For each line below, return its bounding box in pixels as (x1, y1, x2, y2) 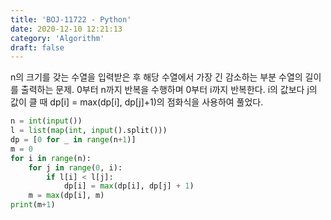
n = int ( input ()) (10, 116, 83, 126)
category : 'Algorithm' (10, 33, 105, 43)
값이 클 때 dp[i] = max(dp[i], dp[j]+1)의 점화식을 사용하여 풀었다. (10, 96, 264, 108)
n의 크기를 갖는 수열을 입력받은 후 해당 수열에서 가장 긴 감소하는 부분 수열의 (10, 71, 303, 83)
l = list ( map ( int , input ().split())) (10, 126, 168, 136)
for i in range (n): (10, 153, 92, 163)
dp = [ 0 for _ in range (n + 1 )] (10, 135, 137, 145)
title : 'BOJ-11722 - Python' (10, 14, 132, 25)
